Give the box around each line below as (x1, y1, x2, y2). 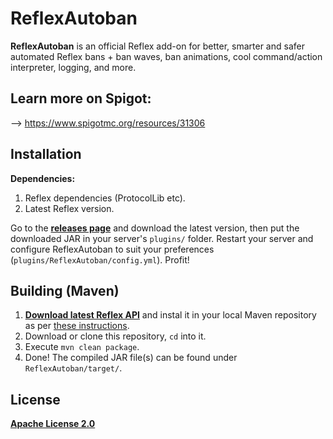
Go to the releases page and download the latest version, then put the (10, 222, 300, 234)
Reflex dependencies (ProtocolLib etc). (24, 192, 186, 204)
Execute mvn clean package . (24, 341, 140, 353)
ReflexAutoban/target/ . (24, 362, 123, 374)
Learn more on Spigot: (10, 90, 152, 107)
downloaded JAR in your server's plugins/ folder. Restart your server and (10, 232, 314, 244)
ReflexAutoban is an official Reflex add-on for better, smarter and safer (10, 40, 305, 52)
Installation (10, 146, 82, 163)
